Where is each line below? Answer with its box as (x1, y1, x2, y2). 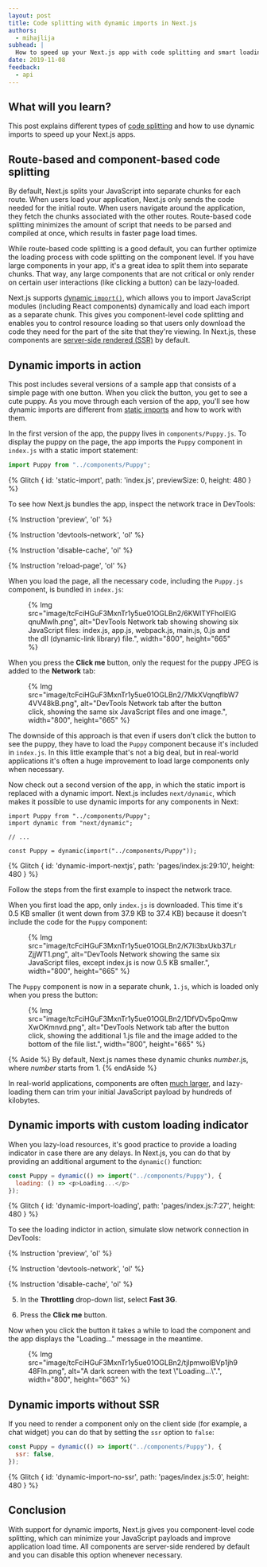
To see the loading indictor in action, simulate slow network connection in (8, 1225, 249, 1235)
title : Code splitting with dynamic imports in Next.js (8, 19, 197, 27)
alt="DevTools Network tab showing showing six (79, 617, 238, 626)
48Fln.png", (28, 1367, 67, 1376)
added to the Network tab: (8, 665, 96, 676)
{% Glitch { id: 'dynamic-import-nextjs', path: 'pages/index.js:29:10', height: (8, 860, 255, 871)
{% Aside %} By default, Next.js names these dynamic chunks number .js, (8, 1054, 249, 1064)
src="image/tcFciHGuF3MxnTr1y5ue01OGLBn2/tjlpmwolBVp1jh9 (28, 1358, 238, 1367)
